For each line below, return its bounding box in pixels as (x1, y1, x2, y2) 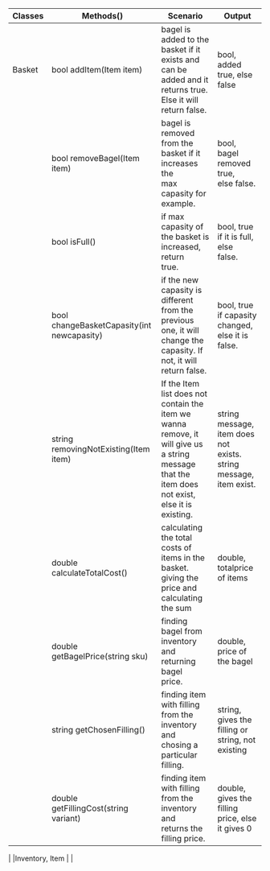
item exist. (217, 479, 256, 489)
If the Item (161, 378, 200, 389)
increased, (161, 241, 201, 252)
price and (161, 583, 198, 593)
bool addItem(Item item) (51, 64, 143, 75)
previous (161, 315, 194, 325)
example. (161, 198, 196, 208)
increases (161, 158, 198, 168)
